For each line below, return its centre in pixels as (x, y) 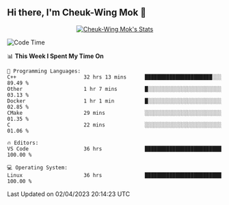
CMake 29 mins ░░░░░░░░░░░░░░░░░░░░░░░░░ (114, 113)
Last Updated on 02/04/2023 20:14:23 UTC (69, 194)
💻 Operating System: (38, 167)
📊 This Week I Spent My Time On (55, 56)
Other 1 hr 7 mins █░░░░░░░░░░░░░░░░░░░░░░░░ (114, 89)
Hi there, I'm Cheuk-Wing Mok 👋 (77, 13)
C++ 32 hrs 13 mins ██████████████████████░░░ (114, 77)
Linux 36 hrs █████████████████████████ (114, 175)
